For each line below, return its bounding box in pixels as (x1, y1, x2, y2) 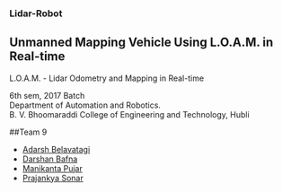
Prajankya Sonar (22, 172, 84, 183)
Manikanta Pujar (22, 162, 83, 173)
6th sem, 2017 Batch (9, 90, 85, 100)
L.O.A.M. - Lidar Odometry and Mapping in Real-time (9, 73, 205, 83)
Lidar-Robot (9, 7, 63, 20)
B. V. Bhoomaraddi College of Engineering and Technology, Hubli (9, 109, 250, 119)
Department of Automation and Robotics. (9, 100, 162, 110)
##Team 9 (9, 127, 48, 137)
